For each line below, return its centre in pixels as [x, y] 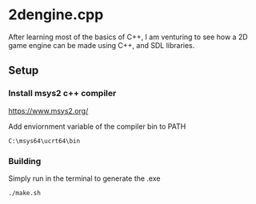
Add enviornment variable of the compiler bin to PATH [97, 126]
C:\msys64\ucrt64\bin [44, 141]
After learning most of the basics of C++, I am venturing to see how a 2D [128, 37]
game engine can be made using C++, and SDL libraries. [102, 45]
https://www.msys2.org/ [48, 110]
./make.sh [25, 193]
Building [25, 161]
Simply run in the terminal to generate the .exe [84, 178]
